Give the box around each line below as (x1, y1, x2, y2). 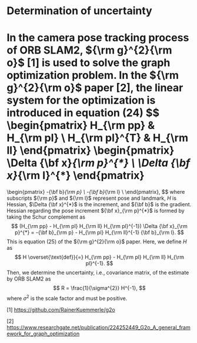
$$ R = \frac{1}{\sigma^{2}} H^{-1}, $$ (53, 285, 146, 292)
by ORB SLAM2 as (6, 275, 51, 282)
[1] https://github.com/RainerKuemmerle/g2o (6, 306, 115, 313)
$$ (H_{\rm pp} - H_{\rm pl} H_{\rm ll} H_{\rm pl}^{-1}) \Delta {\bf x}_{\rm (11, 223, 188, 230)
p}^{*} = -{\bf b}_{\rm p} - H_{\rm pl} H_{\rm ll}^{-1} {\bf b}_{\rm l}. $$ (14, 229, 185, 236)
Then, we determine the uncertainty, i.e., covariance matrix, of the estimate (6, 269, 189, 276)
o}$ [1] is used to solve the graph (6, 56, 171, 70)
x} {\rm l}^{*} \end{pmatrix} (6, 169, 145, 182)
